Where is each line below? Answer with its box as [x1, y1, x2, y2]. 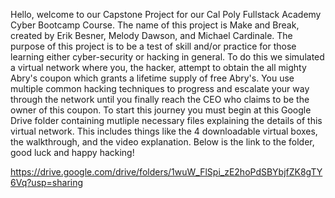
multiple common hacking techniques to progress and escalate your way [10, 83, 310, 94]
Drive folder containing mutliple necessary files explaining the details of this [10, 115, 323, 126]
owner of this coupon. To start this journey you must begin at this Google [10, 104, 312, 116]
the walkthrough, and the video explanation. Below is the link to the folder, [10, 136, 315, 148]
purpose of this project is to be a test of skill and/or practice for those [10, 40, 297, 52]
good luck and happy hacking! [10, 147, 135, 158]
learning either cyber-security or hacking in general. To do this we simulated [10, 51, 325, 63]
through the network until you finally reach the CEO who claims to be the [10, 94, 310, 105]
